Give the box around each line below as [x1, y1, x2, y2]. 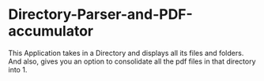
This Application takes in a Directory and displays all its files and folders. [8, 48, 244, 57]
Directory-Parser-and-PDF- [8, 6, 194, 24]
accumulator [8, 22, 94, 40]
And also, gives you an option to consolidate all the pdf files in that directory [8, 57, 256, 66]
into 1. [8, 64, 28, 74]
